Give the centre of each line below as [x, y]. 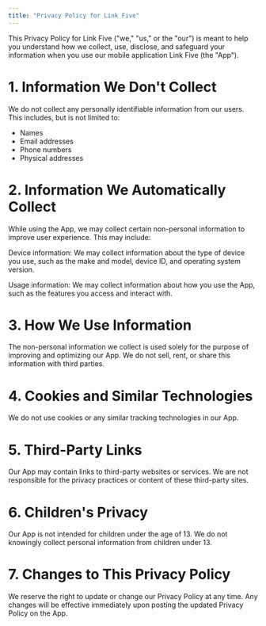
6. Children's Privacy [78, 512]
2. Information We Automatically [117, 190]
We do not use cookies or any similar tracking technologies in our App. [123, 418]
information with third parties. [57, 364]
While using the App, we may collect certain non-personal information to [127, 229]
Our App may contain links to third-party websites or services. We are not [128, 471]
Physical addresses [51, 158]
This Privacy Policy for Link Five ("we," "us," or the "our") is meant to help [128, 38]
